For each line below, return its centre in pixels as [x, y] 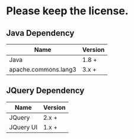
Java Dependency [40, 33]
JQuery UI [23, 127]
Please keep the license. [67, 11]
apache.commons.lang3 [43, 69]
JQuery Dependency [45, 91]
